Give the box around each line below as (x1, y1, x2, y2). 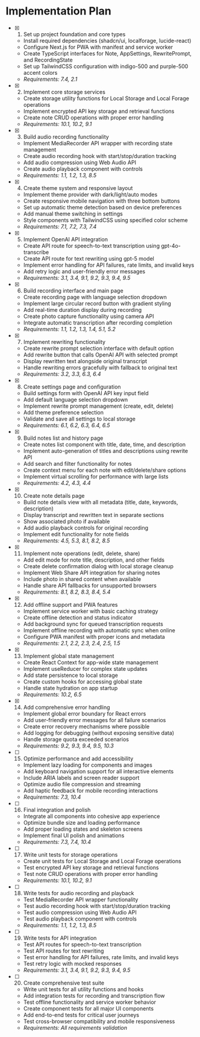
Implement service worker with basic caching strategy (23, 607, 158, 615)
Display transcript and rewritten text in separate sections (23, 511, 164, 518)
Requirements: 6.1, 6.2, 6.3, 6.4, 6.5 (23, 421, 110, 429)
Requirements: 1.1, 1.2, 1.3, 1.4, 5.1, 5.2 (23, 325, 116, 332)
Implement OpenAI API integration (23, 235, 108, 243)
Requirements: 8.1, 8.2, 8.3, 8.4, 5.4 (23, 588, 111, 595)
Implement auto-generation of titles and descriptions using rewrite (23, 447, 188, 454)
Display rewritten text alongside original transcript (23, 357, 148, 364)
